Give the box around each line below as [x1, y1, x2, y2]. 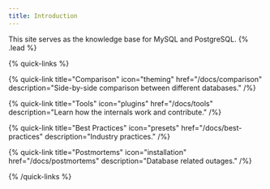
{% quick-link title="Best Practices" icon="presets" [8, 122, 180, 132]
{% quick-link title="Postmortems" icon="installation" [8, 147, 187, 157]
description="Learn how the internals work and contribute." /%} [8, 107, 222, 117]
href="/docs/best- [181, 122, 242, 132]
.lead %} [8, 42, 37, 53]
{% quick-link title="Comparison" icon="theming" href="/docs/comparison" [8, 74, 263, 84]
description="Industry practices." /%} [44, 131, 171, 141]
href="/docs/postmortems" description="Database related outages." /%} [8, 156, 253, 165]
